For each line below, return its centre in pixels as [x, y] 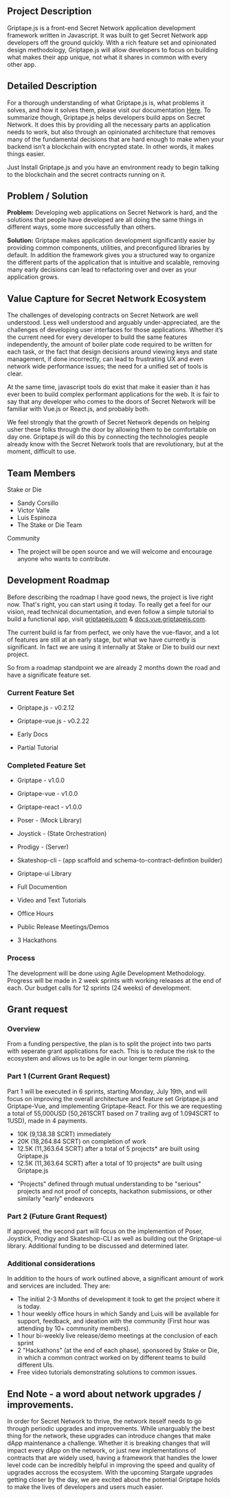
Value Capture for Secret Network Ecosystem [107, 298]
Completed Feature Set [46, 766]
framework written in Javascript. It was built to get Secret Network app [108, 35]
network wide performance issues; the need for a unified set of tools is [108, 367]
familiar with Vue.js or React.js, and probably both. [78, 409]
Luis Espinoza [37, 518]
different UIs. [35, 1365]
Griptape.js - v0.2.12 [45, 708]
